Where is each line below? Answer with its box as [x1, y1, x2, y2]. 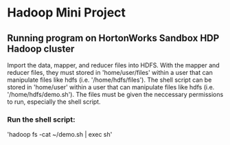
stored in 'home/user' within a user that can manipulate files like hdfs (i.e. [7, 83, 215, 91]
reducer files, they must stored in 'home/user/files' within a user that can [7, 69, 213, 76]
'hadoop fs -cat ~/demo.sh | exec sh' [7, 131, 113, 139]
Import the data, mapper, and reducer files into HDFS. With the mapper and [7, 61, 220, 69]
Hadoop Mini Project [7, 5, 126, 21]
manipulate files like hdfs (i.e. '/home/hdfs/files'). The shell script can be [7, 76, 212, 84]
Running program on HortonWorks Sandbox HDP [7, 32, 220, 44]
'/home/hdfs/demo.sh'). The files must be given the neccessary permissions [7, 91, 224, 98]
